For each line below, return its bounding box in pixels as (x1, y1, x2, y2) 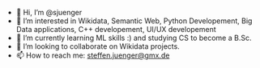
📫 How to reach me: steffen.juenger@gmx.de (15, 50, 170, 60)
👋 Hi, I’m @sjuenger (15, 8, 83, 17)
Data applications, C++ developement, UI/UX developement (15, 25, 216, 34)
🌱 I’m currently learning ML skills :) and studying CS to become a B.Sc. (15, 33, 252, 42)
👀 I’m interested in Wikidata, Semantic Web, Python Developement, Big (15, 16, 253, 26)
